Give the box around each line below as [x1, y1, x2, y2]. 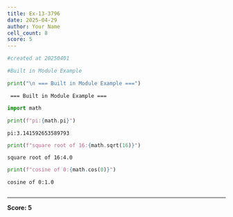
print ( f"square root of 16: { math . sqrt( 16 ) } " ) [7, 141, 141, 149]
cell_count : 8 [7, 29, 49, 37]
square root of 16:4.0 [7, 154, 73, 162]
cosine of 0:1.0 [7, 179, 54, 186]
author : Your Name [7, 23, 60, 30]
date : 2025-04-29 [7, 17, 58, 24]
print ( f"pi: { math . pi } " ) [7, 117, 76, 124]
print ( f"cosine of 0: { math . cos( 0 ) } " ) [7, 166, 116, 173]
